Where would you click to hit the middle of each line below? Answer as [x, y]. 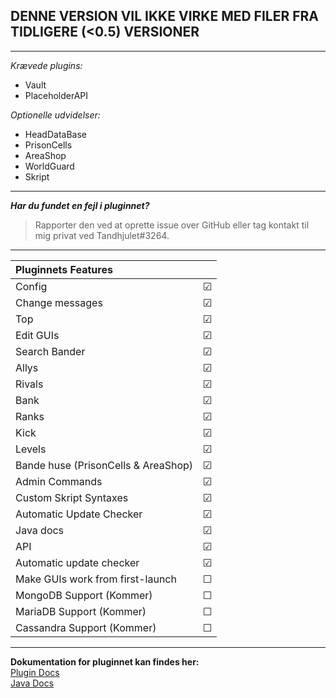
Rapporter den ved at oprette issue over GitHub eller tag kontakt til [172, 225]
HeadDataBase [55, 134]
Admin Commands [59, 481]
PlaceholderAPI [56, 95]
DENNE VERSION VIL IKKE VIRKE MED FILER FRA [165, 16]
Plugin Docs [35, 672]
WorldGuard [49, 166]
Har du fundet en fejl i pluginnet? [80, 205]
